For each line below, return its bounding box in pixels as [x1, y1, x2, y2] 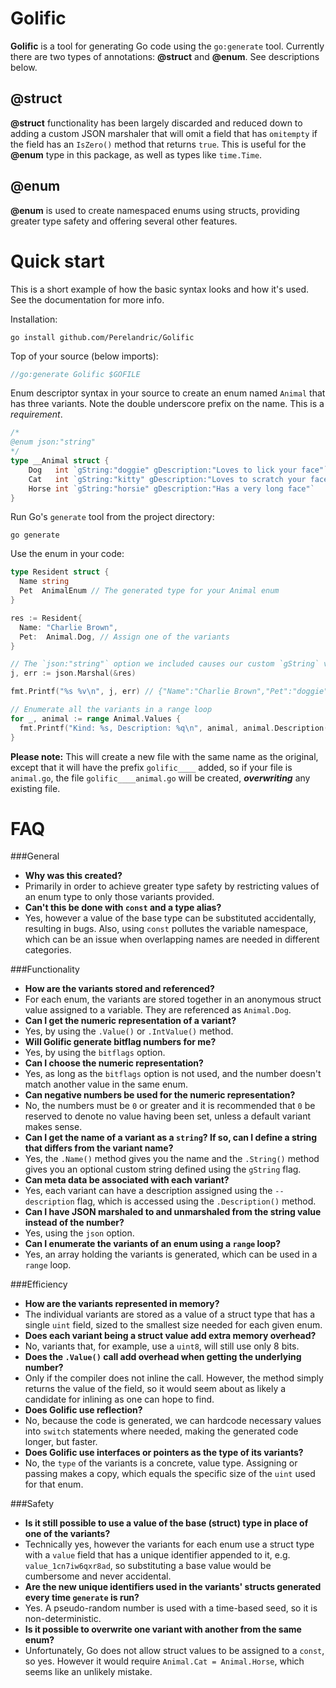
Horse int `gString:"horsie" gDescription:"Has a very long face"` [28, 483, 315, 494]
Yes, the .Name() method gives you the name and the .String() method [24, 1153, 320, 1165]
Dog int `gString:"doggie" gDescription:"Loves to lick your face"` [28, 465, 329, 475]
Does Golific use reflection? [24, 1404, 143, 1416]
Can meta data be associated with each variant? [24, 1174, 230, 1186]
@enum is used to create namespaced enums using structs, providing [10, 204, 300, 216]
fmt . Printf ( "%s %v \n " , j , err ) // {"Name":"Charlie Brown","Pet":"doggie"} [10, 687, 333, 697]
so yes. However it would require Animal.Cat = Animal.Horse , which [24, 1655, 305, 1667]
